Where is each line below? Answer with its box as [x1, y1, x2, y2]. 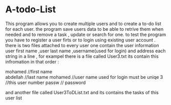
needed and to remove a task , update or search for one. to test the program [5, 31, 166, 37]
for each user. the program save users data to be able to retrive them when [5, 26, 164, 32]
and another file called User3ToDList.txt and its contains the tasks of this [5, 89, 159, 95]
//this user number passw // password [5, 79, 86, 86]
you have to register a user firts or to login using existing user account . [5, 37, 156, 43]
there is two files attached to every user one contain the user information [5, 42, 159, 48]
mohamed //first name [5, 68, 53, 75]
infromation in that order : [5, 58, 59, 65]
